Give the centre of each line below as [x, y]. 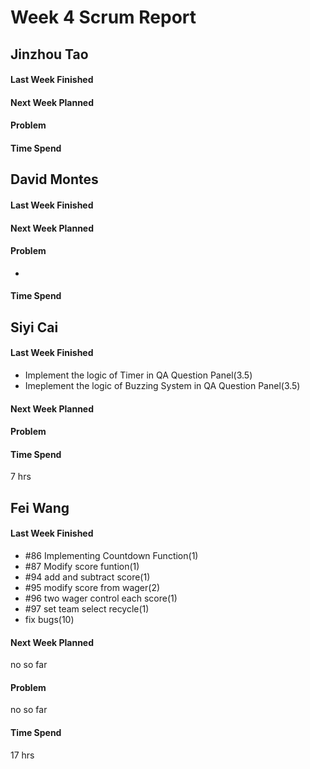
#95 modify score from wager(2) [92, 587]
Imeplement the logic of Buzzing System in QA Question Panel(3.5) [162, 385]
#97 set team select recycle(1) [87, 608]
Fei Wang [40, 507]
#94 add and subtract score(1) [87, 577]
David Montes [54, 179]
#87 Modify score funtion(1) [82, 566]
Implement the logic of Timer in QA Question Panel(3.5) [138, 375]
